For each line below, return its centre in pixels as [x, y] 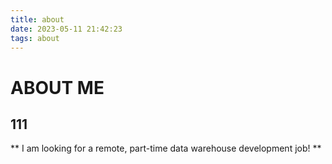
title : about [37, 19]
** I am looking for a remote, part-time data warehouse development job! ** [166, 148]
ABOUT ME [57, 87]
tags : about [35, 38]
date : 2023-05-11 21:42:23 [66, 29]
